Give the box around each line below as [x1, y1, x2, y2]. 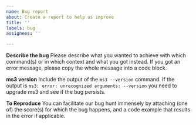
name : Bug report [6, 8, 49, 15]
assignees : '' [6, 31, 41, 37]
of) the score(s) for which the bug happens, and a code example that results [6, 106, 191, 113]
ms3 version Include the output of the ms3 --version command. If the [6, 76, 175, 83]
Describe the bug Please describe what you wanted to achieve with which [6, 52, 186, 59]
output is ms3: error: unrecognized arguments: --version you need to [6, 82, 177, 89]
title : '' [6, 19, 31, 25]
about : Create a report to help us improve [6, 14, 114, 20]
